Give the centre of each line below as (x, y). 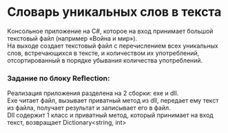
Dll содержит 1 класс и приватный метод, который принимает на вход (110, 115)
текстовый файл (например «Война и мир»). (72, 38)
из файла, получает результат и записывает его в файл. (89, 108)
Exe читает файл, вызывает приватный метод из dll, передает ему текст (113, 101)
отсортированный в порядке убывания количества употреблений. (105, 60)
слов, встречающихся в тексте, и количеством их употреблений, (103, 53)
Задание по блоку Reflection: (59, 78)
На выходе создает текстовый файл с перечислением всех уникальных (113, 45)
